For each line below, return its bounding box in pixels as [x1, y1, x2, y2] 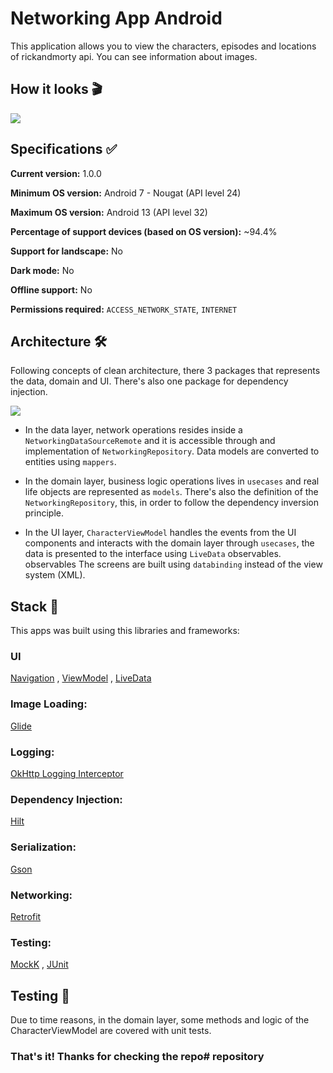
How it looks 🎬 [10, 81, 103, 98]
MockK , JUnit [10, 958, 69, 971]
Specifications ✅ [10, 141, 118, 158]
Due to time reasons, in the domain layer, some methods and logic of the [10, 1014, 310, 1026]
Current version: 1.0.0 [10, 167, 102, 179]
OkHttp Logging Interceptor [10, 768, 124, 780]
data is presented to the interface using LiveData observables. [24, 548, 282, 560]
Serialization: [10, 840, 77, 854]
